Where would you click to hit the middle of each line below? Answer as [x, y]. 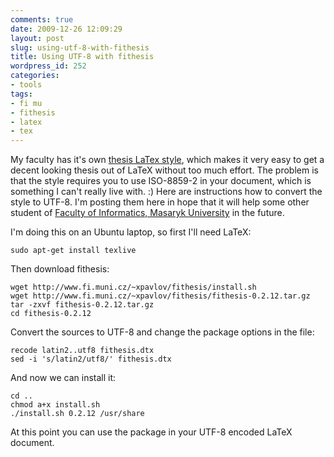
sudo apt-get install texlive [73, 251]
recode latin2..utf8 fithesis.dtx [82, 351]
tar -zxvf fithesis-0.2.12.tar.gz [82, 305]
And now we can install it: [63, 378]
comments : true [42, 19]
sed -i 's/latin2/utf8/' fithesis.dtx [91, 359]
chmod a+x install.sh [55, 405]
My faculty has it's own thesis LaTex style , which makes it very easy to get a [167, 160]
